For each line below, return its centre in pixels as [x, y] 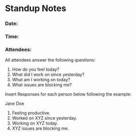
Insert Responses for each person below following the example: [68, 94]
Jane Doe [14, 104]
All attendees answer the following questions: [50, 60]
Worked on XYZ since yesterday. [44, 118]
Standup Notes [36, 8]
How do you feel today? [35, 69]
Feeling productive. [31, 113]
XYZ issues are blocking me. [40, 128]
